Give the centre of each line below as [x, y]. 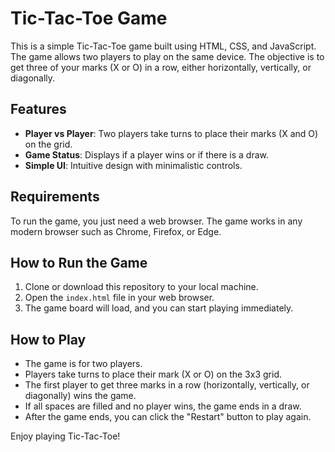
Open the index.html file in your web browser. [119, 298]
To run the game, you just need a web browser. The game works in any [156, 221]
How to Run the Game [79, 262]
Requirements [55, 197]
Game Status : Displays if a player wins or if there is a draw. [147, 154]
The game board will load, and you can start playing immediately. [159, 308]
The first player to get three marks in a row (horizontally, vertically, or [167, 385]
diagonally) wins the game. [80, 396]
